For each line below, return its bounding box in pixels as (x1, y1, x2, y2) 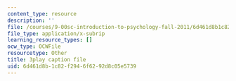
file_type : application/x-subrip (7, 30, 105, 37)
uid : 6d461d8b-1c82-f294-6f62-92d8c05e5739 (7, 63, 137, 70)
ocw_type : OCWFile (7, 43, 61, 50)
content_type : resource (7, 10, 77, 18)
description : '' (7, 17, 55, 24)
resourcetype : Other (7, 50, 68, 57)
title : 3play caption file (7, 56, 86, 63)
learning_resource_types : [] (7, 37, 93, 44)
